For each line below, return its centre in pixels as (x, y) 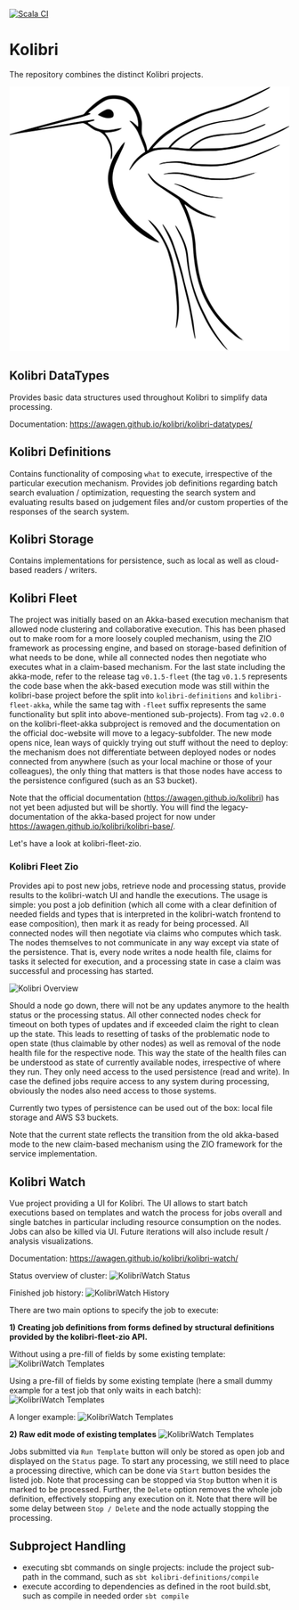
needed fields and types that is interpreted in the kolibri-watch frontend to (145, 914)
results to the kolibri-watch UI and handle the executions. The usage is (139, 895)
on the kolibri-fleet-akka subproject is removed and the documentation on (145, 724)
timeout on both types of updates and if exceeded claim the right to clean (144, 1025)
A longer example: (43, 1418)
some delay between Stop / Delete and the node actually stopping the (139, 1508)
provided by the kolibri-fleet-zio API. (79, 1337)
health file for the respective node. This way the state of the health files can (148, 1053)
